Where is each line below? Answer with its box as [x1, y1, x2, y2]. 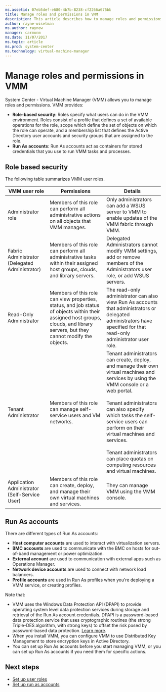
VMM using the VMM [106, 488, 156, 495]
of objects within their [49, 308, 100, 315]
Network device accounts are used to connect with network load [12, 566, 146, 572]
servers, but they [49, 327, 89, 334]
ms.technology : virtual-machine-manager [5, 49, 90, 53]
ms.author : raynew [5, 26, 43, 31]
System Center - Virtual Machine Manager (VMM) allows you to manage [5, 97, 152, 103]
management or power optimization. [30, 550, 104, 557]
